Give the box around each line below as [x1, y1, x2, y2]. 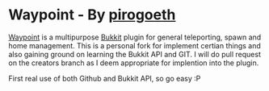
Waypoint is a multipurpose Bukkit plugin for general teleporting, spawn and [8, 32, 262, 42]
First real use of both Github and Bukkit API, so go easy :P [8, 73, 201, 83]
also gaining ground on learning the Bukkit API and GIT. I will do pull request [8, 49, 261, 59]
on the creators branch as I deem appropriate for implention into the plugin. [8, 58, 259, 68]
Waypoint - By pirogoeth [8, 6, 176, 24]
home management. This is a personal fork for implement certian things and [8, 40, 261, 50]
